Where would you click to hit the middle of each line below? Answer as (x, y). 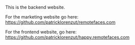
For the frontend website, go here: (41, 32)
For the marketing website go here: (42, 17)
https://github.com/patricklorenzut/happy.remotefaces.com (68, 37)
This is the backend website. (35, 7)
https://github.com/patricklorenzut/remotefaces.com (60, 22)
